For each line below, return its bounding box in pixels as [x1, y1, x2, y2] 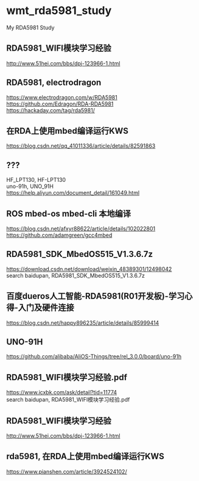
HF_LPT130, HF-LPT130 [6, 176, 66, 184]
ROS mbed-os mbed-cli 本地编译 [6, 208, 131, 219]
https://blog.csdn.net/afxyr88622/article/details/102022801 [6, 225, 156, 232]
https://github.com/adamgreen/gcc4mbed [6, 231, 113, 239]
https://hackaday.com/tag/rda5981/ [6, 106, 96, 114]
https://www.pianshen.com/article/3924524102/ [6, 468, 127, 475]
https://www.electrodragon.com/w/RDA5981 [6, 93, 117, 101]
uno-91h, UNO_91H [6, 183, 54, 190]
